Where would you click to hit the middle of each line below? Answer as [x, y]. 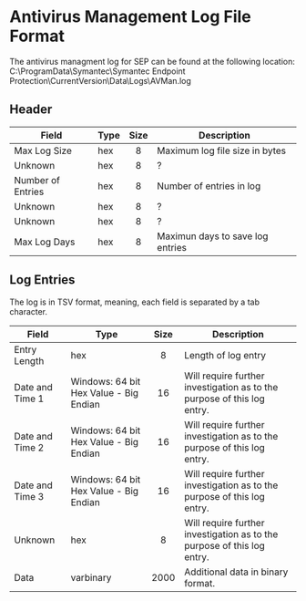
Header [31, 110]
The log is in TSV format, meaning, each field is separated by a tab [134, 302]
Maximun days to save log [213, 236]
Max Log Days [45, 242]
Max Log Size [43, 150]
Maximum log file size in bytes [222, 150]
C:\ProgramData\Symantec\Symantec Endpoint [97, 71]
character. [29, 311]
